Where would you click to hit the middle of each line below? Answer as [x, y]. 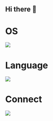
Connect [24, 99]
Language [27, 65]
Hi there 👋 [21, 9]
